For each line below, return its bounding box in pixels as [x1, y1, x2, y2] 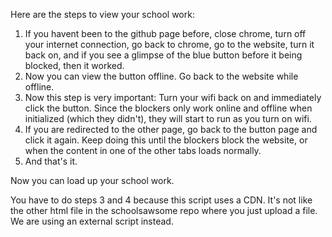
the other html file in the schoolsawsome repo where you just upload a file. [10, 205, 318, 216]
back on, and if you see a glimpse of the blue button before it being [24, 49, 303, 61]
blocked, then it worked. [24, 60, 125, 71]
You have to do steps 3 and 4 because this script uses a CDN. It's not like [10, 194, 313, 206]
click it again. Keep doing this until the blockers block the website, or [24, 134, 308, 146]
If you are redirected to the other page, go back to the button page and [24, 124, 318, 135]
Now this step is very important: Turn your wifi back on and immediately [24, 92, 322, 103]
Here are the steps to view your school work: [10, 9, 195, 20]
